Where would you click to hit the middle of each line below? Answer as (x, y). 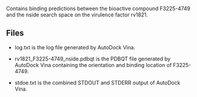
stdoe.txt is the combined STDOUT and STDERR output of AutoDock (97, 82)
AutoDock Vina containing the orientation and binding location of (93, 65)
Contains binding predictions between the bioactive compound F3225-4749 (98, 9)
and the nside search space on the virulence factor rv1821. (77, 15)
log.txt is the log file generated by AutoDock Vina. (75, 47)
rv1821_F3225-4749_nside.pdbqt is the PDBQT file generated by (92, 59)
